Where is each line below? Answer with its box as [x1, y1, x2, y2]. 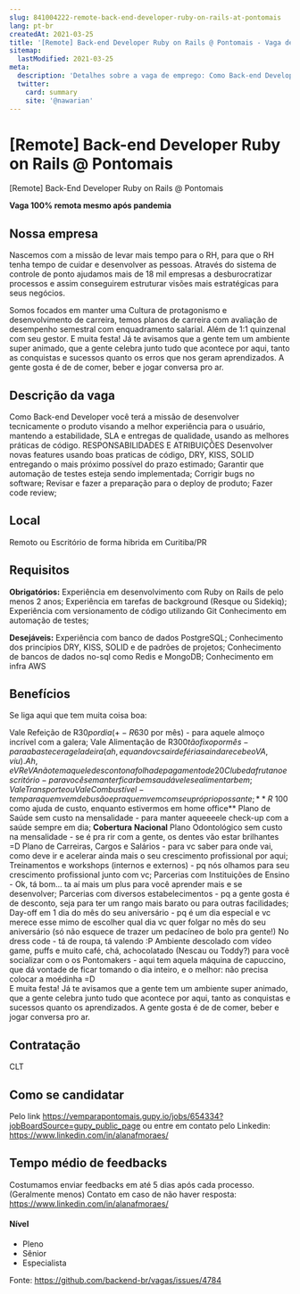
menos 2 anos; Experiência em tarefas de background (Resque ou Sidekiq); [9, 595, 287, 607]
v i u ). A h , [9, 756, 38, 767]
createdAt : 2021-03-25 [9, 29, 94, 38]
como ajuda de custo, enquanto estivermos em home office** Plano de [9, 803, 271, 814]
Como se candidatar [9, 1087, 125, 1102]
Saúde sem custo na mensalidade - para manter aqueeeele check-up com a [9, 813, 289, 824]
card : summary [25, 87, 78, 96]
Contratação [9, 1037, 81, 1053]
